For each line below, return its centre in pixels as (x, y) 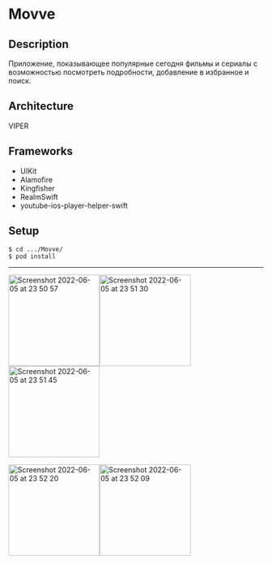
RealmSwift (39, 196)
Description (38, 44)
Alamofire (36, 179)
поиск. (20, 81)
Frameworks (41, 151)
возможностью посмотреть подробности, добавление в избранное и (129, 72)
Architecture (41, 106)
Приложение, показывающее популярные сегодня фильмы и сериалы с (133, 63)
